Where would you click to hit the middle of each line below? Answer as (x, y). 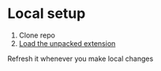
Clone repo (37, 35)
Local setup (47, 14)
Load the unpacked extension (67, 43)
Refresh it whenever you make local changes (80, 59)
